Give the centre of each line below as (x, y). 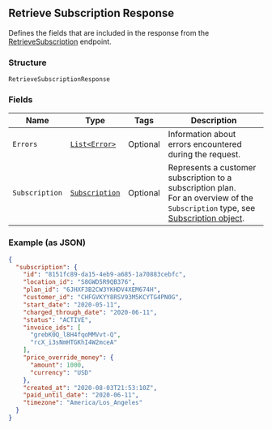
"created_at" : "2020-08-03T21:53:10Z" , (90, 388)
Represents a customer (212, 168)
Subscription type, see (212, 208)
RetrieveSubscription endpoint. (60, 41)
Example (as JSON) (47, 242)
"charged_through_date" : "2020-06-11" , (90, 312)
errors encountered (205, 144)
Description (214, 121)
